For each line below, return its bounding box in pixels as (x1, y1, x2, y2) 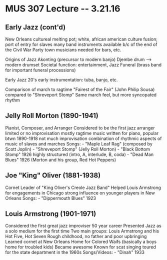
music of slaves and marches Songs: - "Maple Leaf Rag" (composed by (5, 140, 152, 146)
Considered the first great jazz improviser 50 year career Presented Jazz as (5, 223, 161, 229)
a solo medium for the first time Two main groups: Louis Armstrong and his (5, 228, 159, 234)
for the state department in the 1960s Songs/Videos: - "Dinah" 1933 (5, 249, 145, 255)
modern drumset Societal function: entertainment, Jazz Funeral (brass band (5, 62, 161, 67)
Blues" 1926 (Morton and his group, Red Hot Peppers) (5, 156, 116, 162)
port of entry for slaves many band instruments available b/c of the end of (5, 41, 157, 47)
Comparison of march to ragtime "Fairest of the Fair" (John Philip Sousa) (5, 86, 155, 92)
